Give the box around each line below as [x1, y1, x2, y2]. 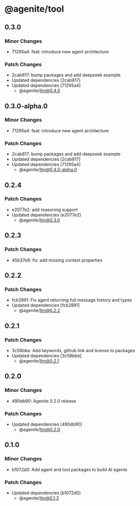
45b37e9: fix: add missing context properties [11, 257, 103, 263]
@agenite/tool [4, 3, 64, 15]
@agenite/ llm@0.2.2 [19, 308, 61, 313]
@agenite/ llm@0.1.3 [19, 495, 59, 501]
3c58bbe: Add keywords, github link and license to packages [11, 347, 135, 353]
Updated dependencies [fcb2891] [11, 302, 80, 308]
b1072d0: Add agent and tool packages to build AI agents [11, 466, 128, 472]
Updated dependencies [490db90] [11, 421, 83, 427]
